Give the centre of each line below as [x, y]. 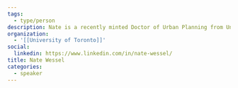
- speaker [28, 73]
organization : [28, 34]
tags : [15, 14]
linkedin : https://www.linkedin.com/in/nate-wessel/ [93, 54]
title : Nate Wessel [36, 60]
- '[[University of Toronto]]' [60, 40]
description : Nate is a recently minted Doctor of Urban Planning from [115, 27]
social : [19, 47]
